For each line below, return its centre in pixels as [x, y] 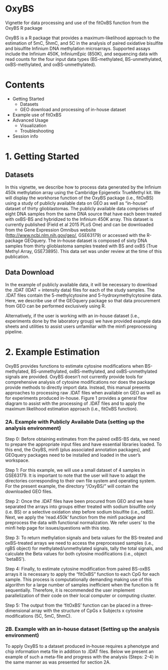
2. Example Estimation [53, 352]
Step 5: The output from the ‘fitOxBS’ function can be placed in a [72, 605]
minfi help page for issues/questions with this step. [58, 528]
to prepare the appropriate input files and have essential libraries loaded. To [83, 444]
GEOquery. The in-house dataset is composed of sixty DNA [86, 240]
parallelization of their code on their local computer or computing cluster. [81, 595]
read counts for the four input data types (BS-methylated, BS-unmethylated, [84, 59]
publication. [17, 257]
